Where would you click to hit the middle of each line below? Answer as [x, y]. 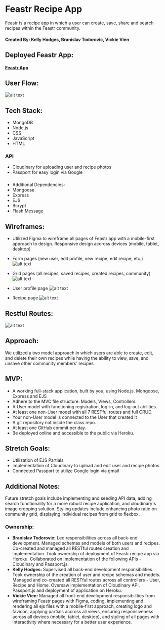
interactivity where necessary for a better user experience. [72, 622]
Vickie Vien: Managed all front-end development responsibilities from [83, 595]
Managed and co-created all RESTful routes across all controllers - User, [86, 580]
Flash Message [28, 211]
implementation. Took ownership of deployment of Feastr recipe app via [85, 553]
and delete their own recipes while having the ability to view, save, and [77, 358]
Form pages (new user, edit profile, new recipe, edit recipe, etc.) [78, 259]
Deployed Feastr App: [39, 55]
